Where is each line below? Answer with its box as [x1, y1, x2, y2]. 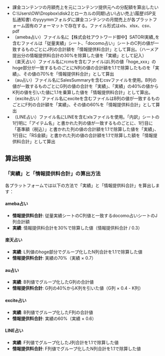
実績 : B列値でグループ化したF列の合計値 [12, 309, 93, 315]
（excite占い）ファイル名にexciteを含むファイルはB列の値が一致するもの [12, 95, 160, 101]
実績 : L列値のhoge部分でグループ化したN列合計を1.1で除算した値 [12, 249, 143, 255]
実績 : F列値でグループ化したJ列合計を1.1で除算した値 [12, 339, 119, 345]
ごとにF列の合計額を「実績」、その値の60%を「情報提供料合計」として [12, 102, 156, 107]
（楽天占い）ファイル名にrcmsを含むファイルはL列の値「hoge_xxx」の [12, 59, 156, 64]
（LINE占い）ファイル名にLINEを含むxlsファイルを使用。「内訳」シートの [12, 114, 160, 119]
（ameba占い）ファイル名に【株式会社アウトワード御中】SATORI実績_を [12, 34, 160, 40]
